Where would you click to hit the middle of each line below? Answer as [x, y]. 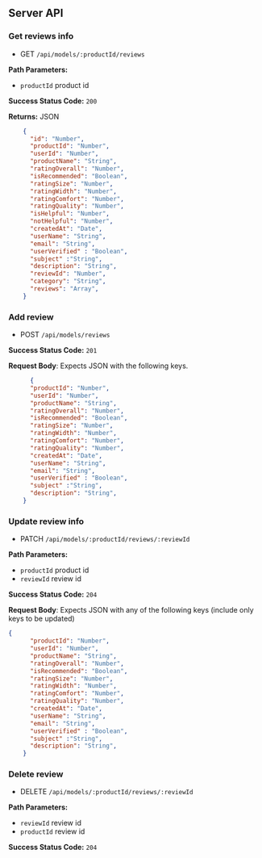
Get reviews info [41, 36]
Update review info [46, 521]
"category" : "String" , [68, 282]
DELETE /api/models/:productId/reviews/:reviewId [106, 792]
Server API [36, 13]
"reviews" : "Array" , [64, 289]
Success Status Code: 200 [53, 101]
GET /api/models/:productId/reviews [82, 54]
